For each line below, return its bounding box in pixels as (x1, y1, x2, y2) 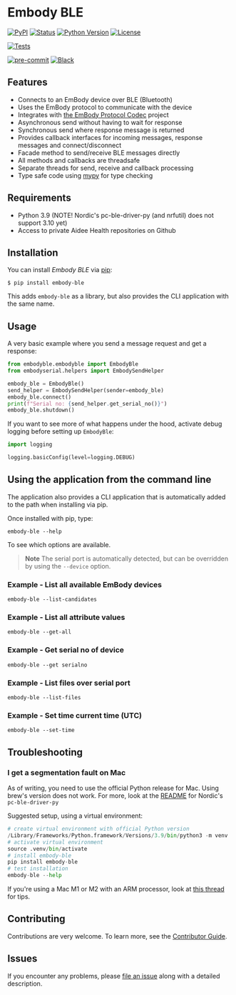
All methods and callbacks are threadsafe (17, 156, 140, 164)
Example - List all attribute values (7, 612, 125, 622)
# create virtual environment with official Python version (7, 826, 190, 833)
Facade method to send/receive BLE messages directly (17, 148, 180, 157)
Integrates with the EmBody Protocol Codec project (17, 110, 169, 119)
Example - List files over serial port (7, 678, 130, 688)
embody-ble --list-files (7, 694, 81, 701)
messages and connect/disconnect (17, 141, 122, 149)
